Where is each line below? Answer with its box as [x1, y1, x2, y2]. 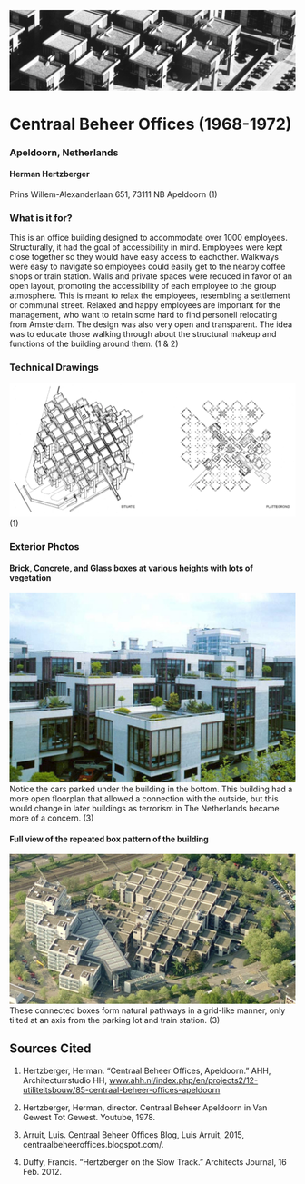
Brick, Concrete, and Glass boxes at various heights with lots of [9, 562, 254, 573]
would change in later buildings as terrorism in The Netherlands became [9, 802, 280, 813]
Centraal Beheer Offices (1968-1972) [9, 114, 292, 134]
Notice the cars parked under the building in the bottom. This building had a [9, 783, 293, 794]
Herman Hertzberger [9, 169, 90, 180]
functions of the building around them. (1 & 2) [9, 338, 179, 350]
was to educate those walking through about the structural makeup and [9, 329, 277, 340]
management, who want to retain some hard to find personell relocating [9, 310, 278, 321]
